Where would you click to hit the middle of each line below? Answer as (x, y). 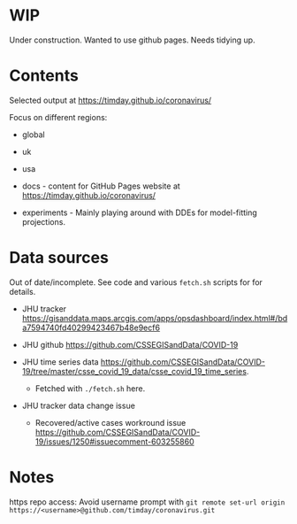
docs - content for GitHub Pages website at (101, 186)
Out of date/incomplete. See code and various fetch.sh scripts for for (136, 282)
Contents (44, 76)
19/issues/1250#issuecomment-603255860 (114, 441)
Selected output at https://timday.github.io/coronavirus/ (110, 100)
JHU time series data (60, 362)
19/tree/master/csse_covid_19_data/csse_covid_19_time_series (134, 371)
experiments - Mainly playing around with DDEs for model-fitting (140, 212)
